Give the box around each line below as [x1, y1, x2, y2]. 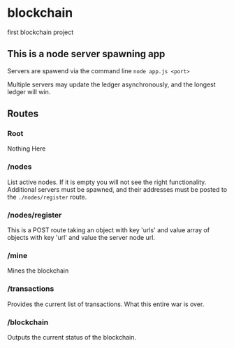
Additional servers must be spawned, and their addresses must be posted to [7, 185, 228, 193]
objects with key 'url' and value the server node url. [7, 234, 156, 242]
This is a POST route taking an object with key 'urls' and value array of [7, 226, 210, 234]
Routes [7, 108, 39, 120]
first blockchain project [7, 28, 74, 36]
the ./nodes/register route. [7, 192, 87, 201]
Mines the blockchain [7, 266, 69, 275]
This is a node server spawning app [7, 48, 166, 60]
